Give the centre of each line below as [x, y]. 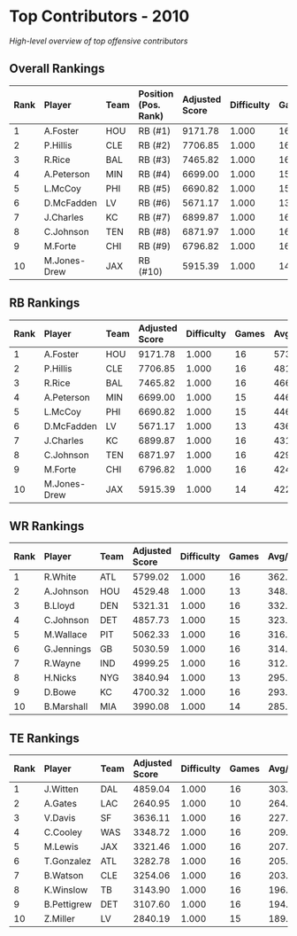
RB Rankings [45, 303]
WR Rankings [47, 526]
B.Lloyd [59, 606]
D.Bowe [60, 692]
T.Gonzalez [68, 862]
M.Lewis [61, 846]
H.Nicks [60, 678]
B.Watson [64, 876]
